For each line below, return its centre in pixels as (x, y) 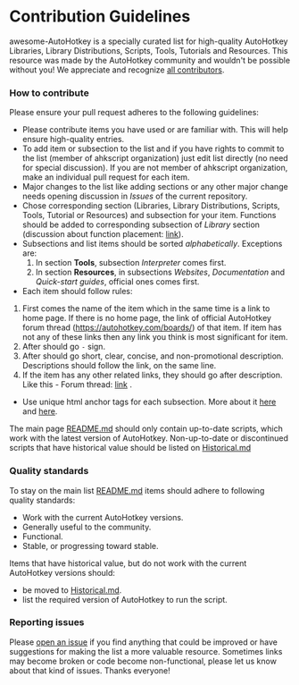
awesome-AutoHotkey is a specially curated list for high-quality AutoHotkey (149, 41)
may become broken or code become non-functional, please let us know (143, 661)
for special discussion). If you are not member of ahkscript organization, (155, 168)
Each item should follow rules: (77, 292)
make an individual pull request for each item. (106, 177)
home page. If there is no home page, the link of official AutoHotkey (147, 318)
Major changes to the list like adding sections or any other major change (155, 187)
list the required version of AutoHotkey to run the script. (125, 599)
